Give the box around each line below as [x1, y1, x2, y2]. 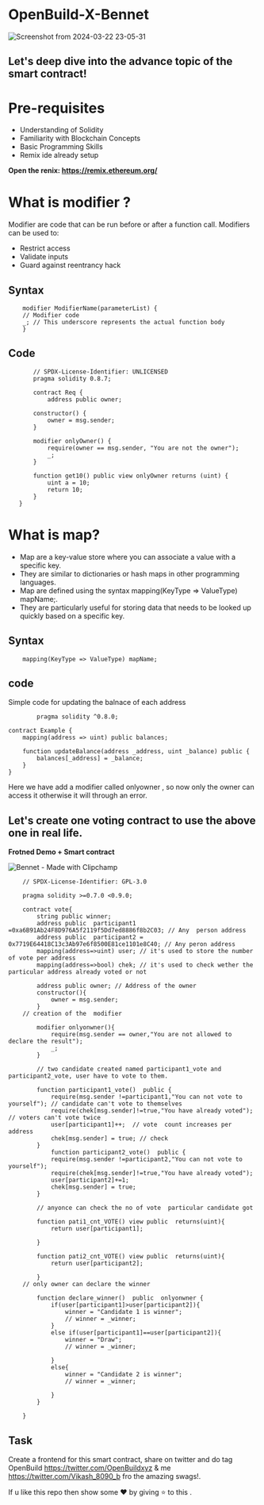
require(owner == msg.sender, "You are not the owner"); [47, 444, 239, 452]
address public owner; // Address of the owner [36, 982, 197, 990]
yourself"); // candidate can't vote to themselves [8, 1100, 182, 1108]
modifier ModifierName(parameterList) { [22, 304, 158, 312]
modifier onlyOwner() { [33, 437, 112, 445]
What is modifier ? [8, 193, 131, 212]
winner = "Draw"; [64, 1336, 123, 1344]
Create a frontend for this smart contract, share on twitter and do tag [8, 1455, 233, 1465]
